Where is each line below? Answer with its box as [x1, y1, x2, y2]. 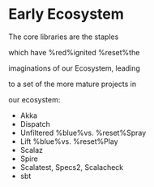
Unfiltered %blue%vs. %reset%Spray [19, 128, 147, 137]
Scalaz [19, 145, 43, 154]
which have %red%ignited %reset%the [8, 47, 140, 57]
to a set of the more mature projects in [8, 79, 137, 89]
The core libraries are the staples [8, 32, 119, 41]
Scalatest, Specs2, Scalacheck [19, 162, 124, 172]
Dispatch [19, 119, 50, 128]
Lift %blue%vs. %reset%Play [19, 136, 119, 146]
